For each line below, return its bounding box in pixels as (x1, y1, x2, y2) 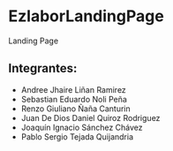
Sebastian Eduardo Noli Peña (20, 94, 127, 104)
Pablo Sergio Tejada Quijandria (20, 131, 134, 142)
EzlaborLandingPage (8, 6, 164, 26)
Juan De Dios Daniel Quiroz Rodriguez (20, 112, 161, 123)
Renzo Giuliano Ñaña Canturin (20, 103, 132, 114)
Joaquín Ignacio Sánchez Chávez (20, 122, 143, 132)
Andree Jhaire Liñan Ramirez (20, 84, 127, 94)
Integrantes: (8, 61, 78, 76)
